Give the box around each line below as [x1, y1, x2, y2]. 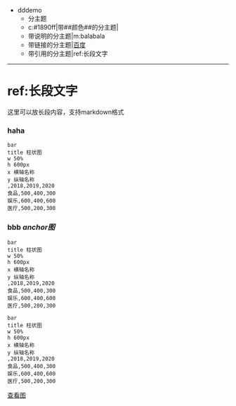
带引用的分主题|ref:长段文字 [27, 49, 108, 58]
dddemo [17, 6, 42, 14]
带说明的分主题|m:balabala [27, 32, 105, 40]
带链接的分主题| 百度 [27, 41, 86, 48]
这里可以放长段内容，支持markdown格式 [7, 107, 124, 116]
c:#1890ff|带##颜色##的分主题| [27, 23, 119, 31]
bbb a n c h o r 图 [7, 223, 55, 233]
